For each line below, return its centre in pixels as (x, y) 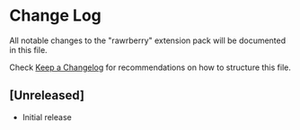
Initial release (47, 117)
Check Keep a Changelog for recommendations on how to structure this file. (150, 67)
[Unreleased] (47, 95)
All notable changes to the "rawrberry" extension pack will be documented (148, 40)
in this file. (28, 49)
